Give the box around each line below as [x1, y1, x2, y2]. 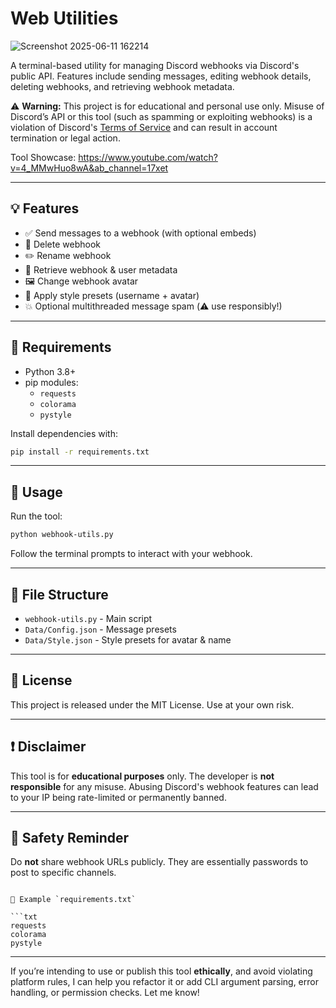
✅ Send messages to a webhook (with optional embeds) [24, 227, 257, 239]
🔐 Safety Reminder [10, 829, 130, 846]
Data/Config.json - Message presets [24, 623, 177, 635]
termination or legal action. [10, 132, 121, 144]
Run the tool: [10, 510, 63, 522]
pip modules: [24, 376, 79, 388]
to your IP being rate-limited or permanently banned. [10, 791, 227, 803]
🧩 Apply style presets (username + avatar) [24, 289, 200, 301]
